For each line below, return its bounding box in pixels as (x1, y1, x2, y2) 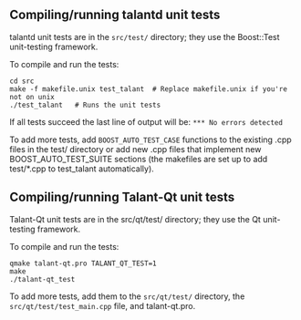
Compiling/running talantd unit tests (9, 7, 221, 23)
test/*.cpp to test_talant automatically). (9, 163, 155, 174)
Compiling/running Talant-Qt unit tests (9, 190, 235, 205)
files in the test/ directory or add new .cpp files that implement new (9, 143, 262, 154)
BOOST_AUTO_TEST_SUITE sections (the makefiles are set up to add (9, 153, 268, 164)
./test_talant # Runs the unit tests (9, 100, 161, 109)
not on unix (9, 92, 55, 101)
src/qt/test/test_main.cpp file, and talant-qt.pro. (9, 300, 196, 311)
